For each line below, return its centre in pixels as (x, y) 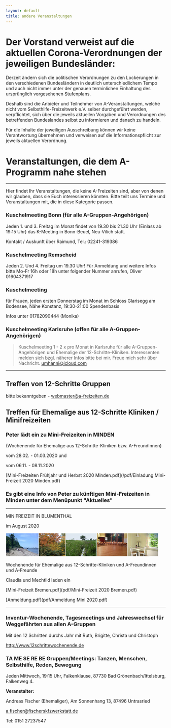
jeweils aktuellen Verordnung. (37, 141)
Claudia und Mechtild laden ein (38, 580)
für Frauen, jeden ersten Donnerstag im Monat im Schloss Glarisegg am (81, 301)
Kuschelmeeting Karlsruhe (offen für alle (57, 330)
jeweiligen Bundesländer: (61, 63)
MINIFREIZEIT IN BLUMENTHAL (39, 516)
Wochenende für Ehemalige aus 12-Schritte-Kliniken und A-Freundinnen (81, 565)
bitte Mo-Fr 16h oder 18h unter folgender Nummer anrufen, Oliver (74, 271)
